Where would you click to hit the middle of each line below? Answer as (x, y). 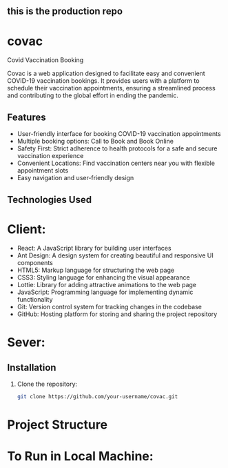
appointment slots (43, 170)
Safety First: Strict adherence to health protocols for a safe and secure (117, 148)
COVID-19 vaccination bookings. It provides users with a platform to (103, 81)
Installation (32, 368)
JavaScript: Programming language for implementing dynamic (105, 292)
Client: (27, 229)
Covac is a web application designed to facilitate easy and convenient (106, 74)
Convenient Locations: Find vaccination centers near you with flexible (116, 163)
